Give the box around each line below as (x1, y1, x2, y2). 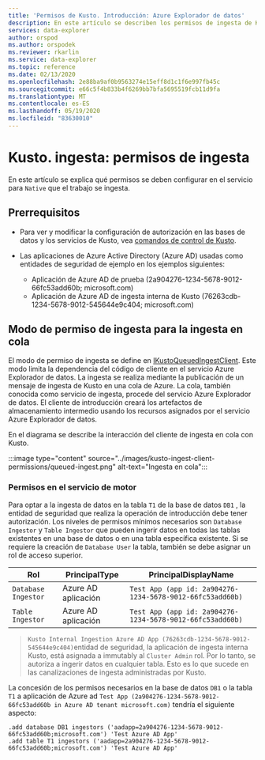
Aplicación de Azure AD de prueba (31, 274, 144, 284)
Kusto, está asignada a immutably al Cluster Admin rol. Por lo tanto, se (27, 650, 256, 660)
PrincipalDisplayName (148, 569, 234, 580)
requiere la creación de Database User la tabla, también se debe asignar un (8, 542, 251, 551)
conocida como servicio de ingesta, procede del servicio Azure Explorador (8, 389, 252, 399)
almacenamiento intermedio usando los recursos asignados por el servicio (8, 406, 251, 416)
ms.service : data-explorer (8, 56, 97, 64)
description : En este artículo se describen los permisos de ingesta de (8, 19, 252, 27)
